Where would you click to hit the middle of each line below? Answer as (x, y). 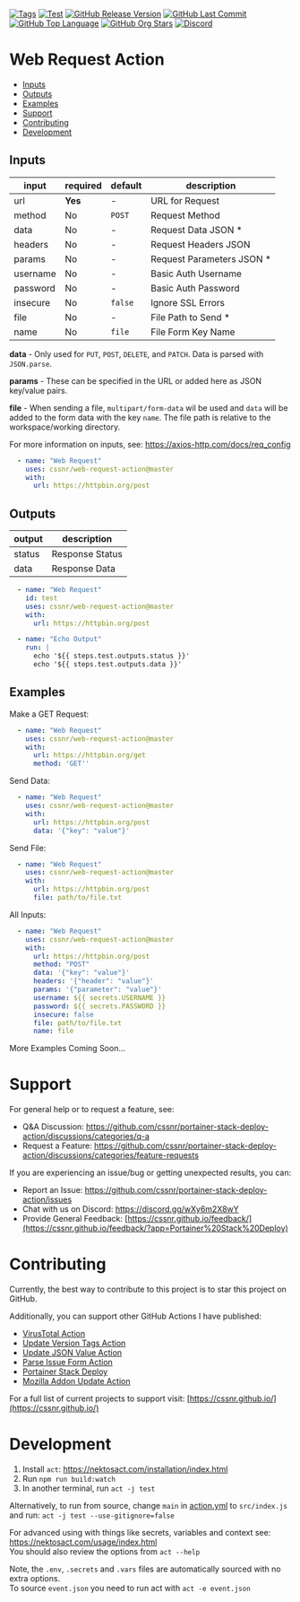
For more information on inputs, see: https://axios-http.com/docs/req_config (150, 444)
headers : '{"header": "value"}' (93, 981)
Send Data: (30, 781)
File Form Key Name (193, 332)
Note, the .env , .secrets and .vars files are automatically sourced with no (145, 1569)
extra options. (35, 1579)
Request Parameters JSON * (211, 258)
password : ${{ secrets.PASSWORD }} (99, 1006)
